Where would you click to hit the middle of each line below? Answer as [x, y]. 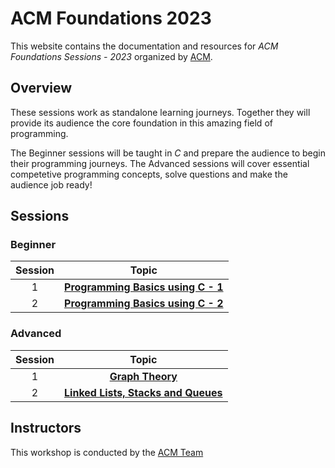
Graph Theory [143, 376]
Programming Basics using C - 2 [144, 304]
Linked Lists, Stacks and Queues [143, 392]
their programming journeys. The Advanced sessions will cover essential [160, 163]
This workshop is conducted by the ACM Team [107, 452]
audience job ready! [51, 184]
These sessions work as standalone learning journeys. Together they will [160, 112]
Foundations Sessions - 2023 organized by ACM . [111, 56]
